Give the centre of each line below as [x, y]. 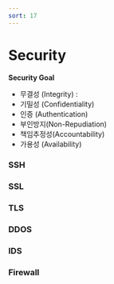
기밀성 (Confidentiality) [57, 104]
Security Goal [31, 78]
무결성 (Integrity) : [49, 94]
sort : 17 [23, 16]
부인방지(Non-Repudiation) [63, 124]
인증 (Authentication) [54, 114]
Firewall [24, 273]
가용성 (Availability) [51, 144]
